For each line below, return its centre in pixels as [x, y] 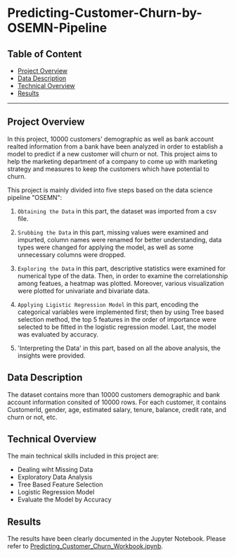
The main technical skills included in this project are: [83, 456]
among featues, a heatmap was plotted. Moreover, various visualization [121, 283]
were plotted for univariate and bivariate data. [83, 291]
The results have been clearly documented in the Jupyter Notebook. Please [117, 539]
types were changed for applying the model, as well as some [106, 247]
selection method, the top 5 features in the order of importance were [117, 319]
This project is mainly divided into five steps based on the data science [110, 190]
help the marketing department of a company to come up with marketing [112, 161]
